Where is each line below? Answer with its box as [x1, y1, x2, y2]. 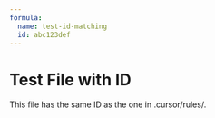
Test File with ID [9, 69, 132, 90]
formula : [9, 13, 43, 23]
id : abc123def [17, 30, 71, 39]
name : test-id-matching [17, 22, 107, 31]
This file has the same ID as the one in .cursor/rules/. [9, 99, 207, 110]
